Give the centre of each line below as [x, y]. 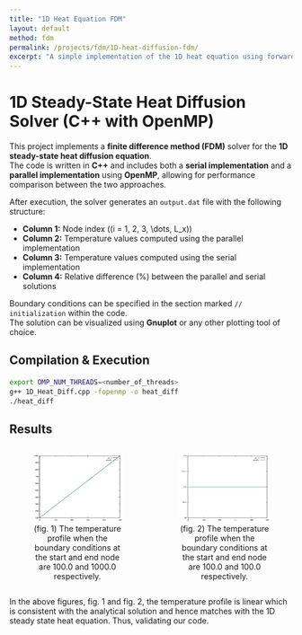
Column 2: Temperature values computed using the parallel [133, 239]
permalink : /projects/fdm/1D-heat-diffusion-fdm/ [104, 48]
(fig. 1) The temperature [77, 528]
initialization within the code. [68, 313]
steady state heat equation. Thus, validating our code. [109, 621]
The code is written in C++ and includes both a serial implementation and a [151, 165]
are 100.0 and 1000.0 [78, 567]
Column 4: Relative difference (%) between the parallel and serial [144, 277]
